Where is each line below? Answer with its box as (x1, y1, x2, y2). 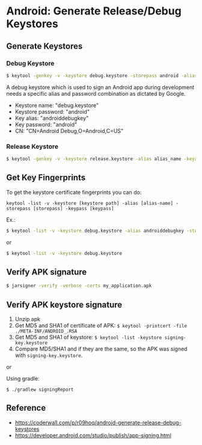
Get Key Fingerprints (6, 173, 86, 183)
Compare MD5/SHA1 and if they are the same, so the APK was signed (14, 345, 188, 352)
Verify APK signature (6, 267, 87, 277)
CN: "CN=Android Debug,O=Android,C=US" (14, 127, 124, 134)
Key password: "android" (14, 120, 78, 128)
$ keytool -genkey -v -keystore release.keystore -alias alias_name (6, 156, 182, 162)
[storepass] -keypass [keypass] (32, 205, 114, 211)
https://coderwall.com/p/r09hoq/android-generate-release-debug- (14, 419, 182, 426)
